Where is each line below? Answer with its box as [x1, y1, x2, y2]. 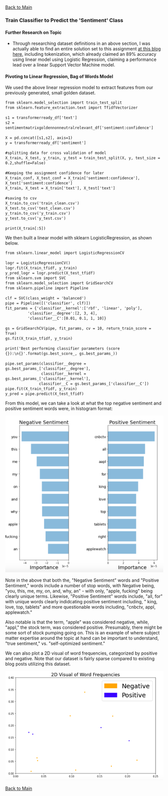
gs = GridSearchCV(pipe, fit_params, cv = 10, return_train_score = [5, 326, 151, 331]
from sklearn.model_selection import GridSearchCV [5, 281, 113, 286]
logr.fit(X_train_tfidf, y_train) [5, 266, 78, 271]
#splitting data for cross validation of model [5, 150, 107, 155]
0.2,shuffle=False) [5, 161, 46, 166]
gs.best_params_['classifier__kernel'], [5, 376, 91, 381]
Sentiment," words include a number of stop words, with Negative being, [5, 583, 155, 589]
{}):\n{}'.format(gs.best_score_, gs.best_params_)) [5, 351, 118, 356]
